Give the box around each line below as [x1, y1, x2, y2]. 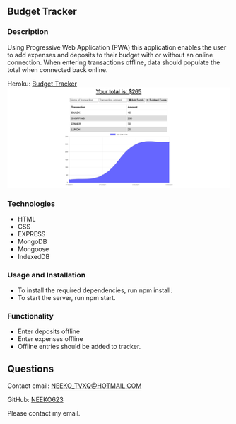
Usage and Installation [7, 270, 86, 280]
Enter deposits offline [17, 327, 80, 336]
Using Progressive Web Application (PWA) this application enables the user [7, 42, 227, 52]
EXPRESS [17, 229, 46, 238]
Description [7, 27, 49, 37]
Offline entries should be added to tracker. [17, 343, 141, 351]
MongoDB [17, 237, 47, 246]
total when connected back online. [7, 65, 108, 74]
